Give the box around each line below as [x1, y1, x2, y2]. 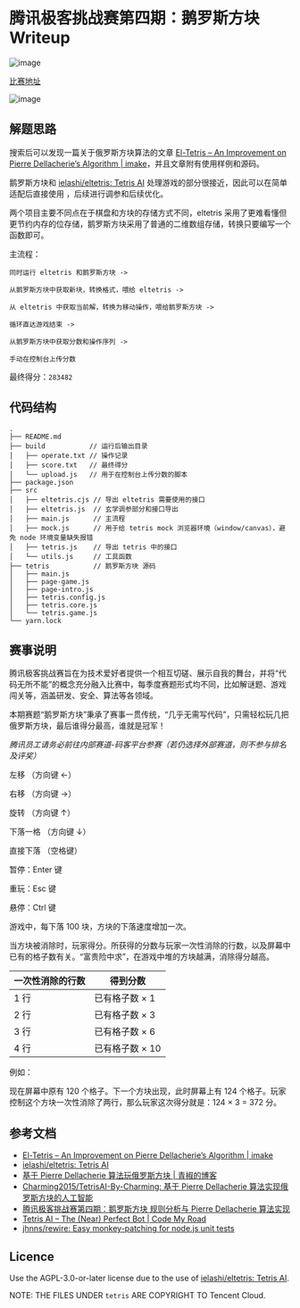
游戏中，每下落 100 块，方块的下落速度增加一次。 [9, 921, 192, 932]
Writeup [9, 28, 71, 48]
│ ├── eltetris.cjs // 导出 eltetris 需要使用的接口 [9, 495, 205, 504]
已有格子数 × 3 [94, 1009, 156, 1021]
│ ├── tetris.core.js [9, 600, 98, 610]
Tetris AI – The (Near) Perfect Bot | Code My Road [21, 1213, 207, 1224]
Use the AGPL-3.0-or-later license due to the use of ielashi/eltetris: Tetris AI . [9, 1273, 290, 1283]
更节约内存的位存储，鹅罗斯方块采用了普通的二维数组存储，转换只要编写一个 [9, 218, 291, 229]
